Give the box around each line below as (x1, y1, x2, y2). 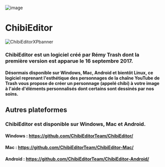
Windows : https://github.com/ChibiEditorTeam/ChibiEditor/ (5, 133, 133, 139)
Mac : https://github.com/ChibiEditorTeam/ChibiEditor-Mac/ (5, 144, 134, 150)
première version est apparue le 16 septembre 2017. (5, 57, 133, 64)
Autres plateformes (5, 105, 67, 114)
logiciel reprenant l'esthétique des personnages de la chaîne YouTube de (5, 75, 160, 81)
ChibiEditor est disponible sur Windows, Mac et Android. (5, 120, 146, 127)
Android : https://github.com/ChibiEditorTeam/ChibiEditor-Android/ (5, 155, 149, 162)
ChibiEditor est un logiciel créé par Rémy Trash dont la (5, 51, 139, 58)
